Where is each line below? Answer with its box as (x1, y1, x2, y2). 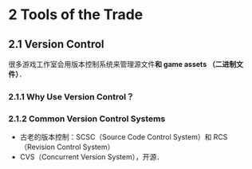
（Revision (19, 142, 56, 152)
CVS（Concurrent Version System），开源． (19, 152, 164, 162)
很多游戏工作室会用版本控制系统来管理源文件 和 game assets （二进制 (8, 60, 237, 69)
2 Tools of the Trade (8, 6, 144, 24)
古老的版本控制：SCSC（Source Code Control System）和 (19, 132, 212, 142)
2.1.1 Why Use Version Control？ (8, 91, 135, 102)
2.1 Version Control (8, 37, 104, 51)
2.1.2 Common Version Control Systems (8, 113, 166, 124)
